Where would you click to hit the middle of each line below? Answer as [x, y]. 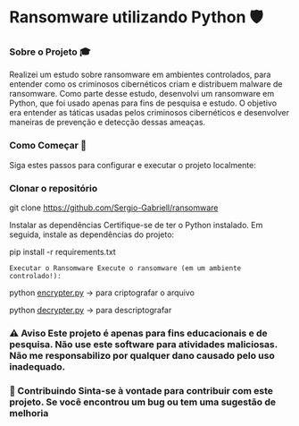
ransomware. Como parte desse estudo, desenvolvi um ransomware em [142, 94]
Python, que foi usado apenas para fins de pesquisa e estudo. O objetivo [143, 103]
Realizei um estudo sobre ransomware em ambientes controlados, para [140, 75]
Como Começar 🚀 [48, 146]
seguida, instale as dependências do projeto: [92, 234]
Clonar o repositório [54, 188]
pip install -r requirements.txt [62, 252]
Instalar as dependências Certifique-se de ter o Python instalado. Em [136, 226]
